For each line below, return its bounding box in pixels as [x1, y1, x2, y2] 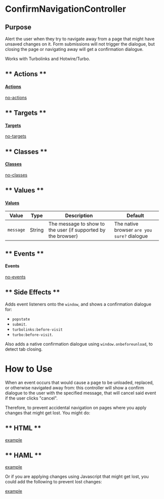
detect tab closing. [5, 346, 43, 352]
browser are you [114, 227, 152, 234]
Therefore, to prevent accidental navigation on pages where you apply [5, 404, 146, 410]
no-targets [5, 133, 27, 139]
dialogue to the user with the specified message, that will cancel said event [5, 390, 156, 396]
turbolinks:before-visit [12, 327, 63, 332]
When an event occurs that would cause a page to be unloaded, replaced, [5, 380, 154, 385]
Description [65, 212, 93, 219]
